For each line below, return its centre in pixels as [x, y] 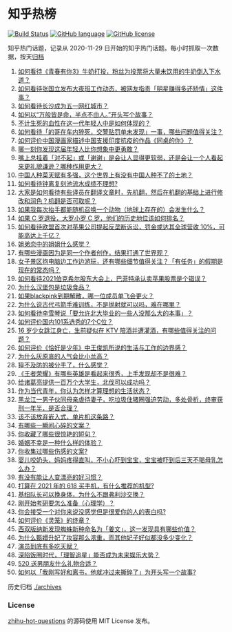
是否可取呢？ [78, 200]
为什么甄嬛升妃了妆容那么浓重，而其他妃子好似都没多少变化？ [105, 537]
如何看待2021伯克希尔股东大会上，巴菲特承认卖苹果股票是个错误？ [112, 278]
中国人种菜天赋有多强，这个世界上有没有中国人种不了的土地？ [105, 175]
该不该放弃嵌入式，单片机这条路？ [66, 416]
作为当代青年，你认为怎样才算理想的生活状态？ [84, 390]
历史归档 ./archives [35, 586]
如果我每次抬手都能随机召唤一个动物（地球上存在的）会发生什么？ [111, 209]
